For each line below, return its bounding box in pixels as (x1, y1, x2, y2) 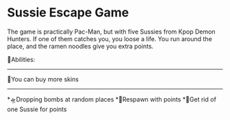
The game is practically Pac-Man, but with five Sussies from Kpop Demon (7, 27, 216, 36)
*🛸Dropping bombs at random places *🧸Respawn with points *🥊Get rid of (7, 95, 217, 104)
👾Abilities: (7, 55, 36, 63)
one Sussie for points (7, 105, 67, 113)
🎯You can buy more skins (7, 75, 79, 83)
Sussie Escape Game (7, 5, 129, 21)
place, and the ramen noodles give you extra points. (7, 42, 154, 50)
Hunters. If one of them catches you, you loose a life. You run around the (7, 34, 212, 43)
